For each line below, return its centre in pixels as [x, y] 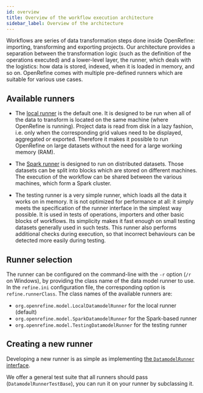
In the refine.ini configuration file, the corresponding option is [86, 287]
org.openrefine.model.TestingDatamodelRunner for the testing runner [101, 325]
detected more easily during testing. [60, 241]
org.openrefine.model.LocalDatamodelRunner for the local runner [96, 306]
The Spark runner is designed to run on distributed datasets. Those [99, 164]
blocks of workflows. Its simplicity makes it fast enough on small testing [105, 221]
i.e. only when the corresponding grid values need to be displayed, [99, 133]
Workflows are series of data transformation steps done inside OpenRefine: [101, 41]
